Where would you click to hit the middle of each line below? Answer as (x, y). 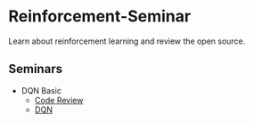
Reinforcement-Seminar (100, 16)
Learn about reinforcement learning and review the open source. (127, 41)
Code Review (59, 100)
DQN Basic (41, 90)
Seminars (36, 69)
